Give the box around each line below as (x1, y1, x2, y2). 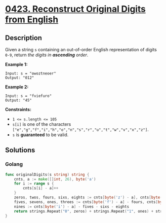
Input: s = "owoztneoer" (5, 71, 56, 76)
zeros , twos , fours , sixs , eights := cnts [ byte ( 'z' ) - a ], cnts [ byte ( (14, 195, 163, 200)
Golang (5, 161, 23, 168)
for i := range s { (14, 181, 54, 186)
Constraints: (5, 107, 32, 112)
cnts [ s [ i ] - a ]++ (23, 186, 58, 191)
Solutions (5, 146, 36, 154)
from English (5, 14, 58, 25)
